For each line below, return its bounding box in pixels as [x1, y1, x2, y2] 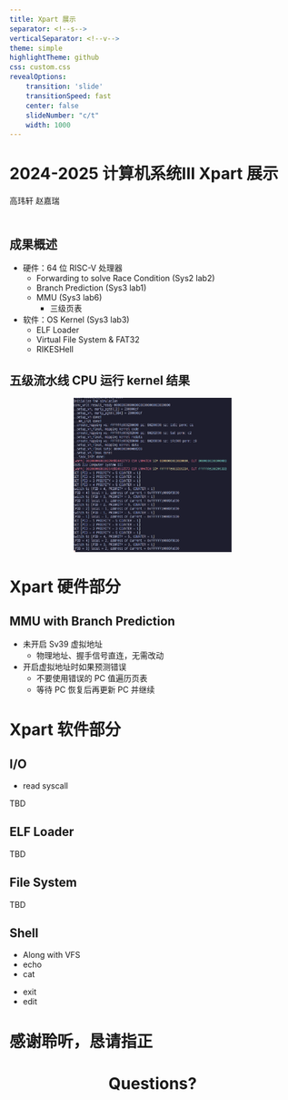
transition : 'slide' [25, 82, 104, 91]
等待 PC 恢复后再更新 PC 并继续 [35, 684, 155, 696]
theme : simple [9, 44, 64, 53]
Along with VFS [22, 950, 81, 961]
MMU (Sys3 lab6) [35, 292, 103, 303]
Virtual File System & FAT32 [35, 334, 141, 345]
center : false [25, 101, 79, 110]
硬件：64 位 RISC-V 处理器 [22, 262, 123, 273]
